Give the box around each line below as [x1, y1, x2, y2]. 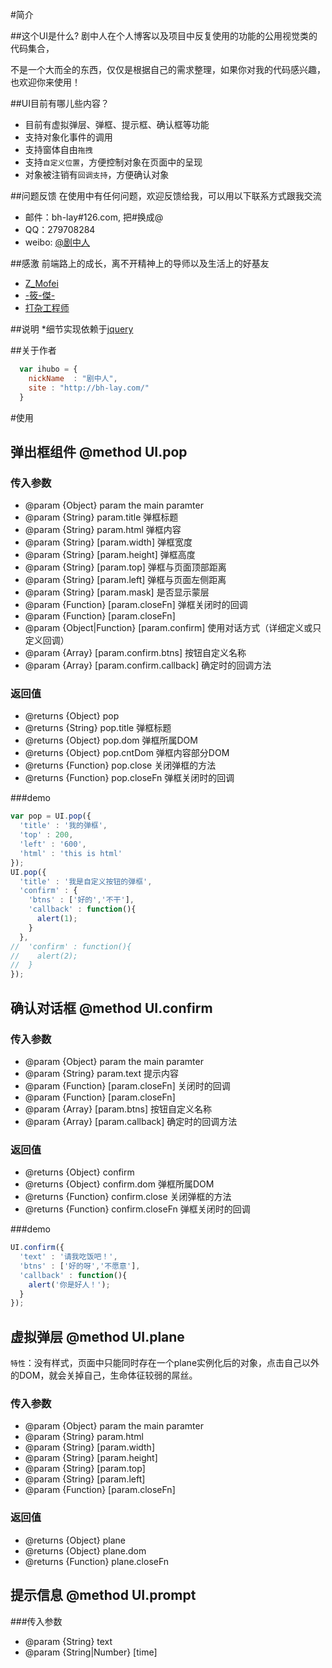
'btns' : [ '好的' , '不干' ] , [28, 895, 135, 905]
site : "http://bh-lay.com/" [28, 383, 150, 393]
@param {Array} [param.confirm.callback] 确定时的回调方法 [24, 659, 272, 672]
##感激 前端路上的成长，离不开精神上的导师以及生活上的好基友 [10, 258, 270, 269]
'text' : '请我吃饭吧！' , [19, 1252, 118, 1262]
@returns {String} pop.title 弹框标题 [24, 722, 172, 734]
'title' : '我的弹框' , [19, 821, 108, 831]
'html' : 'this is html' [19, 848, 123, 858]
